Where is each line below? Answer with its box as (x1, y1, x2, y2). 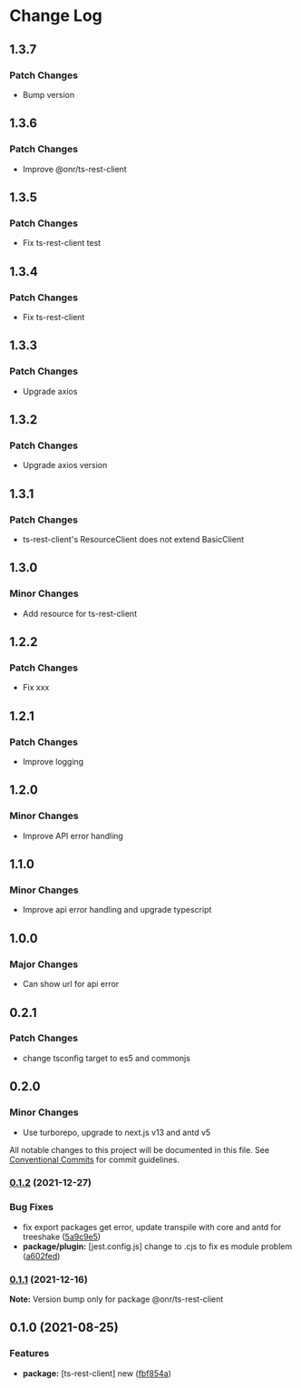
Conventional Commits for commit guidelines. (9, 1154, 180, 1165)
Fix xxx (22, 682, 50, 693)
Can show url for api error (22, 979, 120, 990)
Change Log (9, 5, 102, 26)
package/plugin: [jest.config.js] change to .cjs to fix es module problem (22, 1240, 293, 1252)
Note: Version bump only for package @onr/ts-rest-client (9, 1294, 224, 1305)
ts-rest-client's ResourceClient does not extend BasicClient (22, 534, 245, 544)
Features (9, 1347, 50, 1360)
